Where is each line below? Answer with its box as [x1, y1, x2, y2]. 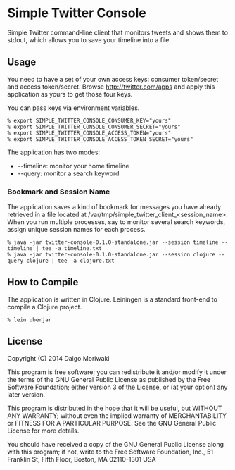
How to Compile [7, 276, 79, 288]
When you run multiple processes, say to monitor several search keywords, [7, 218, 226, 226]
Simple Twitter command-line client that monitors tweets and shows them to [7, 28, 229, 37]
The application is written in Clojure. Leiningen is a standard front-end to [7, 295, 218, 304]
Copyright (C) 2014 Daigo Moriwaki [7, 354, 110, 362]
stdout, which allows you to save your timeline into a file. [7, 35, 171, 44]
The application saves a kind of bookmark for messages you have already [7, 203, 222, 211]
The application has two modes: [7, 148, 101, 156]
